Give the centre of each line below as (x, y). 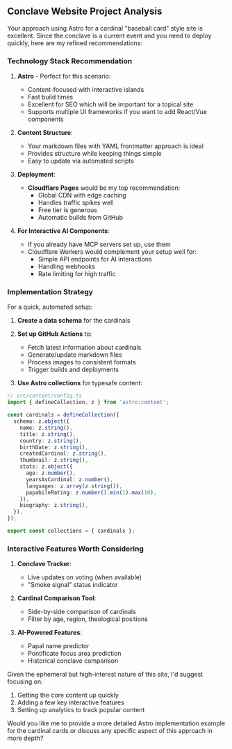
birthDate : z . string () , (54, 447)
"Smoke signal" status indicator (73, 585)
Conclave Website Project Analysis (85, 11)
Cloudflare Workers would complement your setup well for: (112, 252)
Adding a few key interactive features (71, 702)
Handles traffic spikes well (76, 203)
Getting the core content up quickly (68, 695)
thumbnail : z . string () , (54, 460)
